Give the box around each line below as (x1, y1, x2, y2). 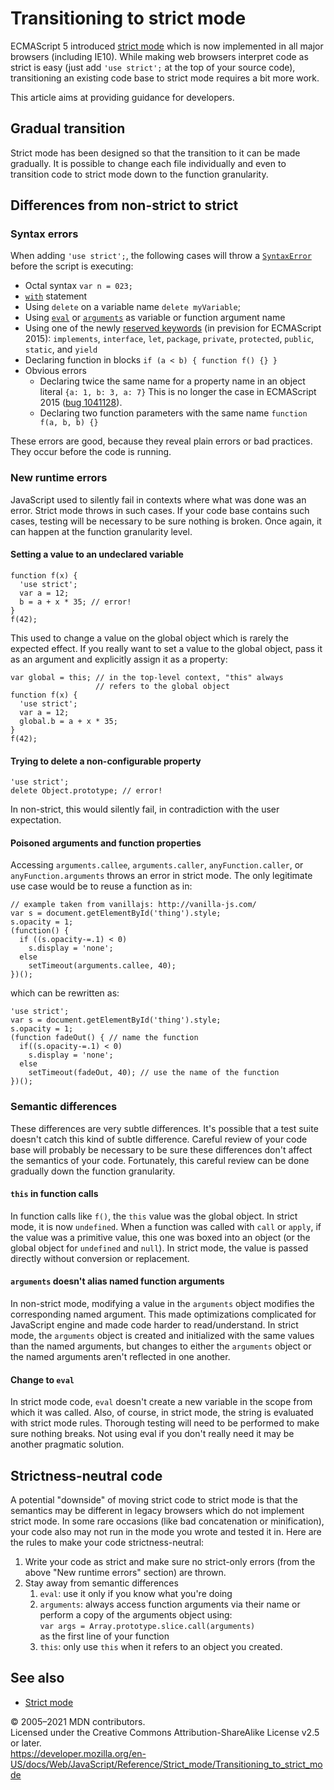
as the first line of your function (39, 1630, 170, 1642)
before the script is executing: (10, 260, 134, 272)
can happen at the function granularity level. (10, 525, 193, 537)
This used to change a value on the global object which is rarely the (10, 632, 290, 644)
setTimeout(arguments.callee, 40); (28, 961, 177, 971)
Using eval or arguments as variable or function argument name (24, 312, 286, 324)
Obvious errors (24, 365, 87, 377)
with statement (24, 290, 88, 302)
